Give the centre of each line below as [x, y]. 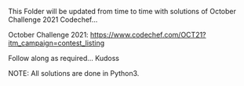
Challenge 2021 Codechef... [53, 20]
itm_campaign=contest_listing [56, 43]
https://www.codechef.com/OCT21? [148, 35]
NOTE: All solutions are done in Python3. [74, 73]
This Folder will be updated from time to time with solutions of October [122, 11]
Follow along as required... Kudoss [64, 58]
